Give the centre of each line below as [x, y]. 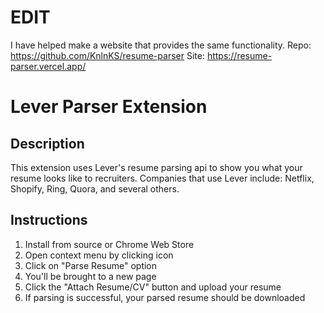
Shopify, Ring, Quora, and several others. [95, 188]
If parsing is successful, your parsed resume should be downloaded [165, 297]
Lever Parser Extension [109, 107]
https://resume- [239, 55]
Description [47, 143]
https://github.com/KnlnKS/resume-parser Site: [107, 55]
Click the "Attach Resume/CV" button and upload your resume [153, 287]
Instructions [49, 220]
